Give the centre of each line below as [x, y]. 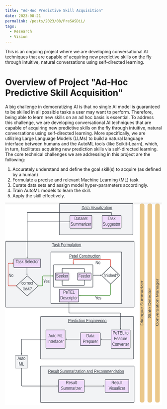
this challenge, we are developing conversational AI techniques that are [78, 123]
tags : [11, 26]
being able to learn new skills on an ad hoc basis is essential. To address [80, 117]
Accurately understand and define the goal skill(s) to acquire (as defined [86, 169]
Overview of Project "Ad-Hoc [67, 82]
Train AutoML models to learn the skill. [52, 190]
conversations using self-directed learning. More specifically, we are [75, 133]
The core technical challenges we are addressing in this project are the [78, 154]
